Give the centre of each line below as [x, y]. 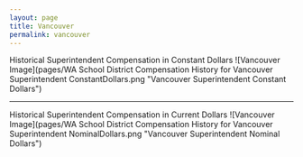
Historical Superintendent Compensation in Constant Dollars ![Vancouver [145, 60]
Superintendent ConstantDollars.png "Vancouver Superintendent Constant [148, 79]
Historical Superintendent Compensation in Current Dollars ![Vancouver [142, 115]
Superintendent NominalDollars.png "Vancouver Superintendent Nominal [145, 134]
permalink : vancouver [50, 34]
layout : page [34, 18]
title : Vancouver [42, 26]
